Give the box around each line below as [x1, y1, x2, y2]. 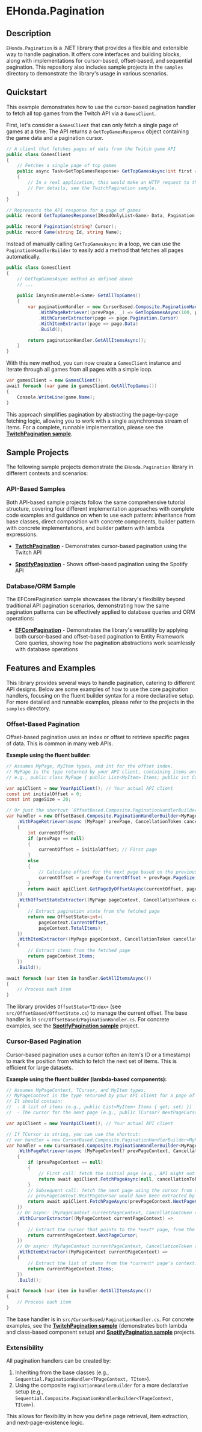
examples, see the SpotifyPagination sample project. [6, 1022, 139, 1029]
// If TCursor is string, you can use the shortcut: [6, 1131, 141, 1137]
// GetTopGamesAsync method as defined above [17, 276, 133, 282]
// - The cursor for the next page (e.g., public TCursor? [6, 1109, 161, 1115]
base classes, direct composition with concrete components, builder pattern [6, 517, 195, 525]
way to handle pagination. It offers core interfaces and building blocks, [6, 51, 182, 58]
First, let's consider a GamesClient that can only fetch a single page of [6, 121, 179, 128]
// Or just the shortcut [6, 807, 69, 813]
